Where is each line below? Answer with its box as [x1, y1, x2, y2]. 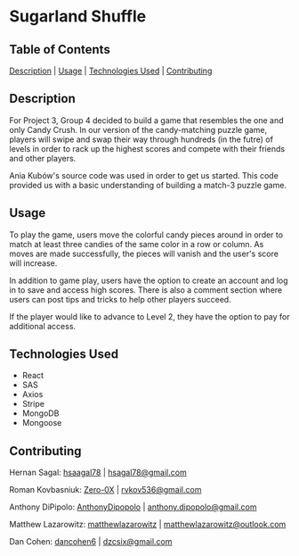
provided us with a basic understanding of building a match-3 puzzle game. [9, 179, 287, 190]
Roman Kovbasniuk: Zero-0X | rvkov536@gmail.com [9, 485, 202, 495]
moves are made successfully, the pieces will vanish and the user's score [9, 248, 279, 259]
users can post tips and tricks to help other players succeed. [9, 294, 231, 304]
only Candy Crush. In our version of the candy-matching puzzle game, [9, 124, 268, 135]
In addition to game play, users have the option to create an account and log [9, 275, 288, 286]
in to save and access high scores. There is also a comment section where [9, 284, 283, 295]
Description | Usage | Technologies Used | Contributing [9, 65, 213, 76]
